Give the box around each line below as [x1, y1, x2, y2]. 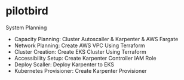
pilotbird [5, 4, 48, 18]
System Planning [5, 24, 47, 31]
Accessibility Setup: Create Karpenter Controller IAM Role [14, 54, 157, 61]
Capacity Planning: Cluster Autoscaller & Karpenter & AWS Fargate [14, 35, 179, 42]
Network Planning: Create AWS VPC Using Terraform [14, 42, 145, 49]
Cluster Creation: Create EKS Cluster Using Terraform [14, 48, 147, 55]
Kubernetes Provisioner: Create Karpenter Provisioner [14, 67, 147, 74]
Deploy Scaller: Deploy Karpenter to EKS [14, 61, 115, 68]
